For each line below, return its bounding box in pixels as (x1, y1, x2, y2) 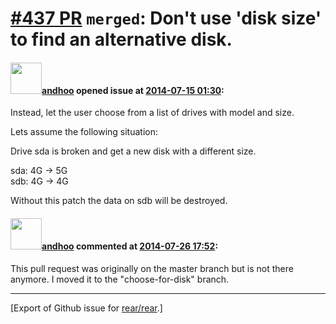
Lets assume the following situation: (10, 126, 158, 138)
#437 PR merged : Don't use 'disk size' (10, 7, 322, 30)
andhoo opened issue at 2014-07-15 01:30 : (41, 84, 225, 96)
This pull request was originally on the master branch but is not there (10, 262, 294, 274)
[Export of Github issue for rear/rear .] (10, 302, 163, 314)
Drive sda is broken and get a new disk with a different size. (10, 145, 257, 157)
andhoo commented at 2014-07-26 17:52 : (41, 240, 219, 252)
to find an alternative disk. (10, 28, 233, 51)
